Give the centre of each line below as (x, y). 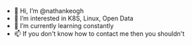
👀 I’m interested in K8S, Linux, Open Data (73, 18)
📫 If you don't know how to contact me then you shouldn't (99, 34)
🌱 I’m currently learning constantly (64, 26)
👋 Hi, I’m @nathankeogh (49, 11)
